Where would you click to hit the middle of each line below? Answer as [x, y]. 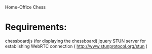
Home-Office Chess [25, 7]
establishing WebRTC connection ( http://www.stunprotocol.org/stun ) [76, 46]
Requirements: [36, 27]
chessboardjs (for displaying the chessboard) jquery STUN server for [76, 41]
